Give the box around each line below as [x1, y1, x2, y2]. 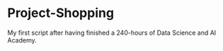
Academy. [7, 35, 37, 44]
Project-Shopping [7, 5, 115, 21]
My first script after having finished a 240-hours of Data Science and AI [7, 28, 217, 37]
